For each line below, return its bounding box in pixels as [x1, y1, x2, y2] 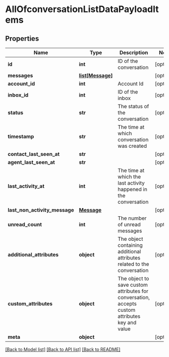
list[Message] [78, 72, 113, 79]
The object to [117, 275, 149, 282]
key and [117, 319, 137, 326]
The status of [117, 103, 149, 110]
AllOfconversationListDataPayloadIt [5, 4, 159, 15]
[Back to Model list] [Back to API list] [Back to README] [5, 346, 121, 352]
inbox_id [8, 92, 29, 99]
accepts [117, 300, 137, 307]
